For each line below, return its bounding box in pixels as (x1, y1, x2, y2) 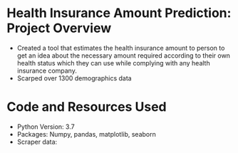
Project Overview (6, 20, 112, 36)
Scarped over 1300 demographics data (16, 73, 133, 83)
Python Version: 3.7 (16, 122, 76, 131)
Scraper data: (16, 137, 58, 146)
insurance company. (16, 66, 78, 75)
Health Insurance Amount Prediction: (6, 5, 232, 21)
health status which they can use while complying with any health (16, 58, 211, 67)
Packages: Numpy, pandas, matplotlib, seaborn (16, 130, 156, 138)
